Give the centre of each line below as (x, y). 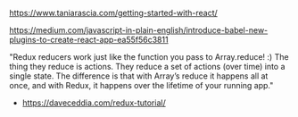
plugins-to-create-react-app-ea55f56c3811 (89, 40)
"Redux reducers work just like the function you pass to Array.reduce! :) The (149, 57)
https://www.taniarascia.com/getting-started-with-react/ (114, 13)
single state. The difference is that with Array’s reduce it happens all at (139, 76)
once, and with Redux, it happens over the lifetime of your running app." (141, 85)
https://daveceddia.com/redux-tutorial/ (94, 103)
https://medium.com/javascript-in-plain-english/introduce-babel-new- (139, 30)
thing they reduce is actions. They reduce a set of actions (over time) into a (147, 67)
